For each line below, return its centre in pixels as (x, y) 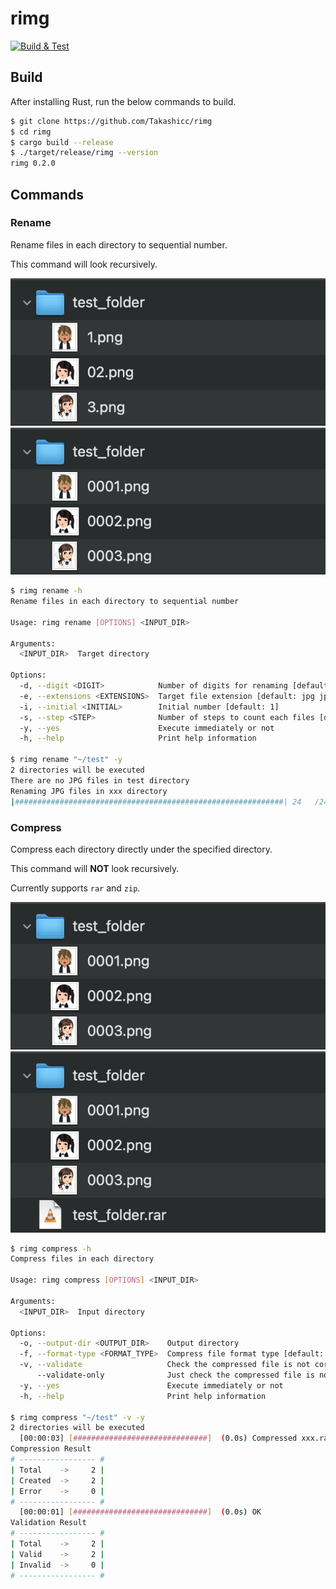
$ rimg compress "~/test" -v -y (77, 1417)
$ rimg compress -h (51, 1248)
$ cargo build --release (62, 142)
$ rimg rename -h (46, 591)
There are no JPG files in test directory (100, 780)
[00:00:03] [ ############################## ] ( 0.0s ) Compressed (158, 1438)
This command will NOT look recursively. (95, 868)
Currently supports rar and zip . (75, 888)
